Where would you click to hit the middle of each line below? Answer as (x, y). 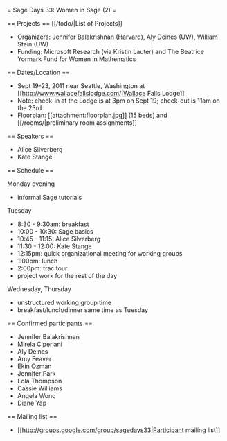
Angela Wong (37, 396)
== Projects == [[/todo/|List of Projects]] (65, 23)
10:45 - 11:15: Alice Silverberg (59, 239)
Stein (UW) (33, 44)
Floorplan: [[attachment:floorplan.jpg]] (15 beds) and (92, 115)
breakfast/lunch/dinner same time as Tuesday (83, 310)
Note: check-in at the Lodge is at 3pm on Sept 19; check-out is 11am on (118, 101)
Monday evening (31, 184)
